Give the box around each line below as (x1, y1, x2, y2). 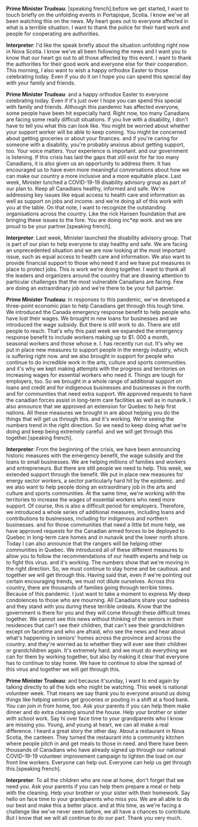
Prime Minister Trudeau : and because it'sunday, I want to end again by (6, 677, 180, 684)
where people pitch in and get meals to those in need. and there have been (6, 740, 189, 747)
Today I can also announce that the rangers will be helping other (6, 540, 163, 547)
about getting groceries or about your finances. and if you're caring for (6, 135, 179, 141)
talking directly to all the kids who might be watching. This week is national (6, 683, 188, 690)
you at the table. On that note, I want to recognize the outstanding (6, 204, 166, 211)
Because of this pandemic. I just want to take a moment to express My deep (6, 590, 190, 597)
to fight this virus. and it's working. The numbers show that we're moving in (6, 559, 190, 566)
